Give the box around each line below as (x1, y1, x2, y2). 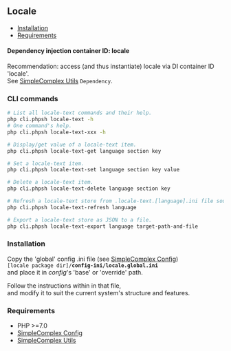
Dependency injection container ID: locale (7, 47, 130, 55)
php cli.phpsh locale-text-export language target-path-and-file (7, 223, 198, 230)
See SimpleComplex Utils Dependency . (7, 77, 113, 85)
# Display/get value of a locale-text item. (7, 141, 137, 148)
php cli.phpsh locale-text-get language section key (7, 147, 162, 154)
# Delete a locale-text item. (7, 179, 94, 186)
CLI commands (7, 94, 58, 103)
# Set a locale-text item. (7, 160, 85, 167)
